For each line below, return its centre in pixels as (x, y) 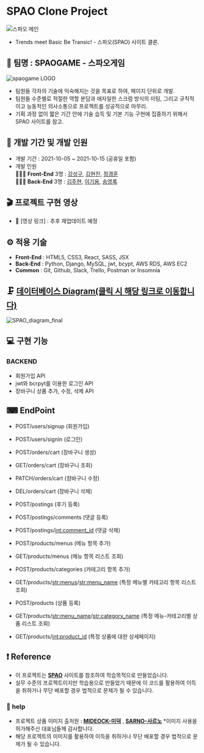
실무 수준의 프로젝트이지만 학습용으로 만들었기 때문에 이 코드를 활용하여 (100, 683)
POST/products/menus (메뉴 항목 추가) (63, 543)
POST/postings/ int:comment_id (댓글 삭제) (67, 530)
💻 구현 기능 (27, 341)
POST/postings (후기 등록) (47, 504)
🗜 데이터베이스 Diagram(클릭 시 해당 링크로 (85, 291)
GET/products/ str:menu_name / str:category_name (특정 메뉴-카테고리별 (103, 615)
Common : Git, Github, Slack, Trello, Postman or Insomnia (88, 270)
